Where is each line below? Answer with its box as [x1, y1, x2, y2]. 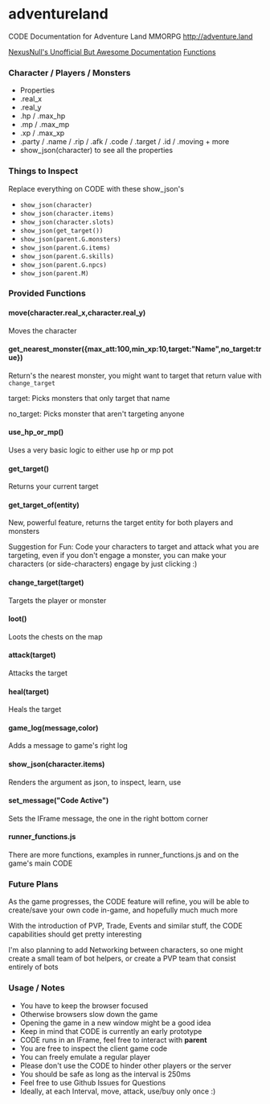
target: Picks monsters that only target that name [8, 393, 170, 403]
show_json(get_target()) [19, 226, 104, 234]
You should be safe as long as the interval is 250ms [19, 1069, 191, 1079]
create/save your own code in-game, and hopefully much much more [8, 905, 239, 915]
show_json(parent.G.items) [19, 243, 111, 252]
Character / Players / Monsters [8, 67, 131, 78]
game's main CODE [8, 858, 73, 868]
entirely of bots [8, 962, 59, 972]
